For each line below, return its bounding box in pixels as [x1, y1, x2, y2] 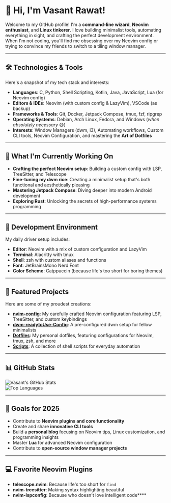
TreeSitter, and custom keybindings [12, 316, 88, 322]
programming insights [12, 434, 59, 440]
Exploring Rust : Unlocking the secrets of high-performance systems [12, 198, 157, 204]
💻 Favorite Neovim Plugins [5, 465, 93, 474]
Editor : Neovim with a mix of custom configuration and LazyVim [12, 246, 147, 253]
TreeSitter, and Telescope [12, 171, 67, 177]
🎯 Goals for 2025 [5, 404, 60, 413]
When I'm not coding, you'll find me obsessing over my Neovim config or [5, 38, 159, 44]
